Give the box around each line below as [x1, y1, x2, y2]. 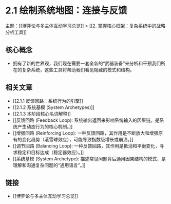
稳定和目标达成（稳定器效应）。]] [17, 149, 84, 155]
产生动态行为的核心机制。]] [17, 123, 73, 129]
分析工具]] [5, 29, 27, 35]
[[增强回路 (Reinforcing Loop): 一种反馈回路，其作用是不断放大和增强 [12, 129, 159, 136]
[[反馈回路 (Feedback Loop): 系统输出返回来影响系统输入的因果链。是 [12, 117, 160, 123]
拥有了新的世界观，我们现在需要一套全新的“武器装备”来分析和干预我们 [12, 60, 161, 66]
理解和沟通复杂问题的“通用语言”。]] [12, 162, 86, 168]
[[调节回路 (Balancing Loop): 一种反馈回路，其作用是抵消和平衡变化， [12, 142, 160, 149]
